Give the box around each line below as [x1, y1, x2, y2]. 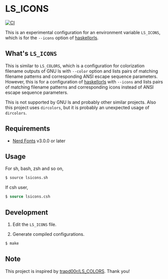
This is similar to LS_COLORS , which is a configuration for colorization [5, 62, 145, 68]
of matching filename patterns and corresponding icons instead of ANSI [5, 84, 154, 90]
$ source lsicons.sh [5, 175, 49, 180]
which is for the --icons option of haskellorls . [5, 35, 99, 41]
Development [5, 208, 49, 217]
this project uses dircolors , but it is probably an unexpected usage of [5, 104, 149, 111]
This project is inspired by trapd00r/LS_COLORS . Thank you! [5, 268, 130, 274]
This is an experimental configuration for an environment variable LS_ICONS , [5, 29, 160, 35]
